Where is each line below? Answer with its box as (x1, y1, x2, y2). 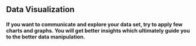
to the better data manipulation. (6, 33, 85, 40)
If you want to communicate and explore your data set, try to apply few (6, 20, 183, 28)
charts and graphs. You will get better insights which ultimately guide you (6, 27, 190, 34)
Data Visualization (6, 5, 75, 15)
